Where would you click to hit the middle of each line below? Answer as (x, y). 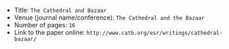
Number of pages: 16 (45, 25)
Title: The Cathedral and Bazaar (60, 10)
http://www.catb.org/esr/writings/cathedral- (154, 33)
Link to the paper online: (49, 32)
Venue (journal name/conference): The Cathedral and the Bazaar (109, 17)
